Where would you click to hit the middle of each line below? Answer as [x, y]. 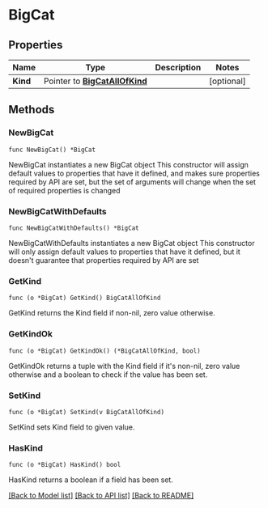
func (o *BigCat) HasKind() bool [65, 465]
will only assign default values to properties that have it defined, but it [124, 252]
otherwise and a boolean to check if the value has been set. [108, 375]
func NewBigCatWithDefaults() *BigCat [74, 228]
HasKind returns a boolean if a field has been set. [91, 480]
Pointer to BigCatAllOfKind [95, 81]
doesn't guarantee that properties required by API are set [104, 260]
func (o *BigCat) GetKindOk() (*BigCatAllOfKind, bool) [104, 351]
